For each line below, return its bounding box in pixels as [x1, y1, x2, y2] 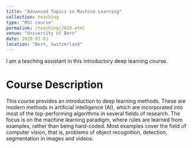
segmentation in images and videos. [6, 134, 94, 142]
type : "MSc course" [6, 19, 54, 25]
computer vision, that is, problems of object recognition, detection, [6, 129, 167, 136]
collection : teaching [6, 14, 59, 20]
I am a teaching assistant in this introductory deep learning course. [6, 57, 168, 65]
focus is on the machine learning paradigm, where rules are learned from [6, 116, 183, 123]
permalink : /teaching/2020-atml [6, 25, 85, 31]
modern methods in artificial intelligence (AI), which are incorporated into [6, 103, 183, 110]
